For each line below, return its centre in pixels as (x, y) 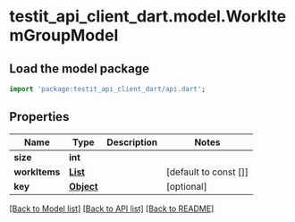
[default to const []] (207, 172)
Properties (39, 117)
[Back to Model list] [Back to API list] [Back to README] (112, 209)
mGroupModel (64, 35)
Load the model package (80, 68)
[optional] (186, 186)
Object (83, 186)
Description (132, 142)
